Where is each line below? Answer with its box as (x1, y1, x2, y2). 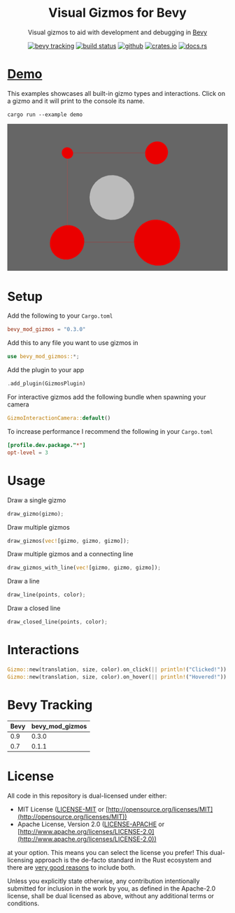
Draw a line (7, 577, 40, 586)
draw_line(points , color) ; (7, 591, 86, 599)
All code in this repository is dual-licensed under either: (7, 792, 167, 800)
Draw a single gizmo (7, 495, 66, 504)
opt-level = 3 (7, 449, 49, 456)
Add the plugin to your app (7, 366, 85, 374)
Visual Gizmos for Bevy (48, 5, 187, 21)
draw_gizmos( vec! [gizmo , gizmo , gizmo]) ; (7, 537, 130, 544)
